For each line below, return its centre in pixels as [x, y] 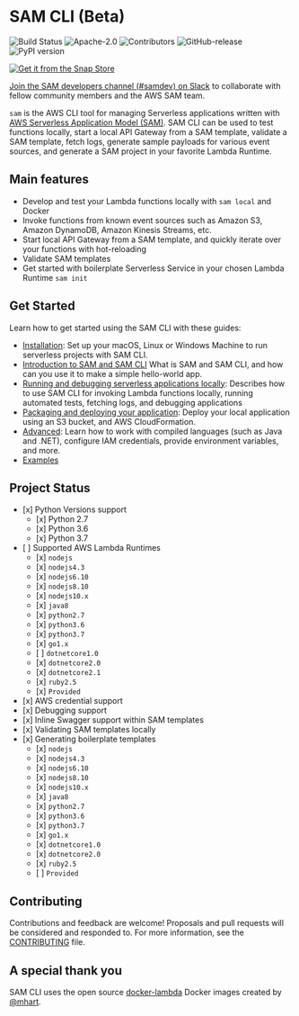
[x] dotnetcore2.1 [68, 672]
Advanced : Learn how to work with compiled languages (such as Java [152, 431]
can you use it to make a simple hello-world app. [112, 373]
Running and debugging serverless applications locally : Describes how [154, 383]
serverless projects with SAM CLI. [85, 355]
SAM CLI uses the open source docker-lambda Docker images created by [146, 992]
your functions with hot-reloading [84, 248]
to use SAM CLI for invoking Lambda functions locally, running [137, 392]
